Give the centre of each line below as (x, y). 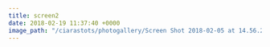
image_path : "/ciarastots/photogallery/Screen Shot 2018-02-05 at (122, 30)
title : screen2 (34, 16)
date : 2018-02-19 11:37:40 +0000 (64, 23)
